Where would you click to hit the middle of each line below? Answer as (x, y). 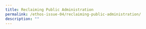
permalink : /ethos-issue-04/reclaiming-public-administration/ (73, 14)
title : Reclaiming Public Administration (50, 10)
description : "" (22, 19)
